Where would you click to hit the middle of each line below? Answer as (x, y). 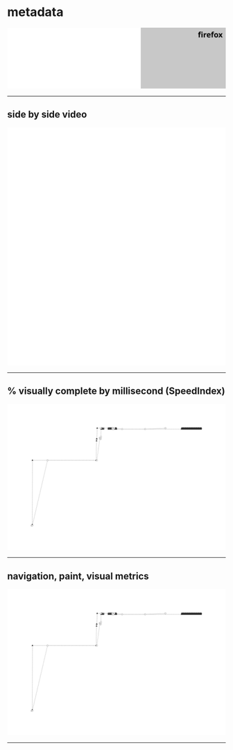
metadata (35, 12)
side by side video (47, 114)
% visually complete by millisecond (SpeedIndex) (116, 391)
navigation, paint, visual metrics (78, 576)
